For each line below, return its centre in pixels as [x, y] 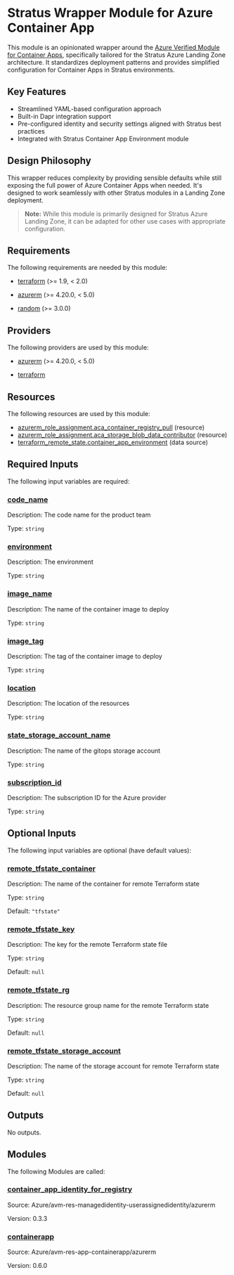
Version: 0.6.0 [27, 1266]
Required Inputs [43, 464]
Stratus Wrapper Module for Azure [110, 13]
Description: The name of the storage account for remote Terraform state [113, 1066]
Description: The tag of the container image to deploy [85, 656]
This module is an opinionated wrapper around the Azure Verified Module [113, 47]
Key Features [37, 92]
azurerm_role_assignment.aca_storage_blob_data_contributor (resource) [122, 435]
